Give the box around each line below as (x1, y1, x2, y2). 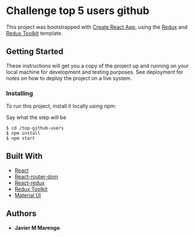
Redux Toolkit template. (6, 29, 63, 36)
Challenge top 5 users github (6, 4, 150, 18)
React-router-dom (14, 173, 58, 180)
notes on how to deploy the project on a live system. (6, 74, 132, 81)
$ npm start (6, 136, 35, 142)
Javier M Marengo (14, 224, 60, 231)
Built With (6, 151, 43, 162)
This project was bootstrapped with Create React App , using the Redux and (6, 23, 188, 30)
